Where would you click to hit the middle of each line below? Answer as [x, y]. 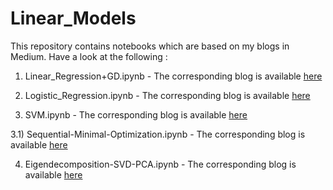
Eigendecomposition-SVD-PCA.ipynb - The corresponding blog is [160, 164]
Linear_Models [73, 18]
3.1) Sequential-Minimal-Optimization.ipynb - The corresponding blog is [158, 134]
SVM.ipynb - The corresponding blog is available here [136, 114]
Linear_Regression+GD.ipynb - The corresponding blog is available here [173, 76]
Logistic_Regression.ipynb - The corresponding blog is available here [167, 95]
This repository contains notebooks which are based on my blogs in [150, 46]
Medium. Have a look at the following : [89, 56]
